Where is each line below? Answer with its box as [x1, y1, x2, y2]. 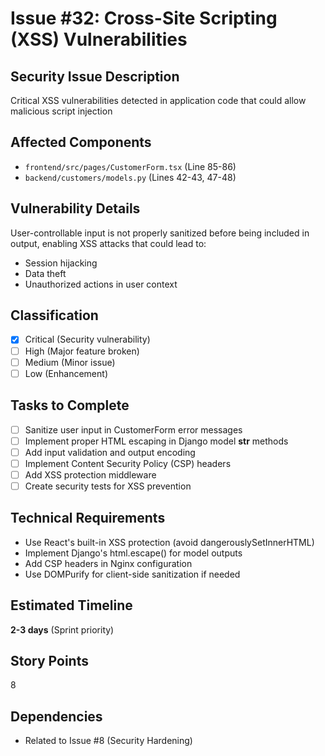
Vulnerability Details [10, 200, 141, 217]
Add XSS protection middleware [24, 468, 157, 481]
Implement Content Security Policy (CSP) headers [24, 457, 232, 469]
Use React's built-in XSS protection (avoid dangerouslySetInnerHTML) [24, 536, 315, 548]
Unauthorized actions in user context [24, 278, 178, 290]
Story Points [10, 652, 89, 669]
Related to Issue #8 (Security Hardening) [24, 735, 193, 747]
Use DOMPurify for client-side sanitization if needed [24, 568, 241, 580]
